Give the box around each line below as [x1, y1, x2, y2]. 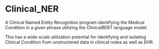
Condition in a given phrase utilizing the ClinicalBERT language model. [5, 24, 148, 30]
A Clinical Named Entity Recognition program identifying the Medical [5, 19, 145, 25]
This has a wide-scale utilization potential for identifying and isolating [5, 34, 147, 40]
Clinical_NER [5, 3, 59, 15]
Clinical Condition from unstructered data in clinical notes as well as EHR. [5, 39, 154, 45]
